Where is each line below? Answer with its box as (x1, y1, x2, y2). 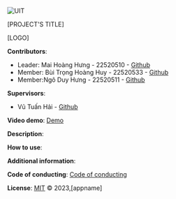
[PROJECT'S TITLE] (7, 20, 64, 28)
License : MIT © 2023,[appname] (7, 184, 103, 192)
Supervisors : (7, 89, 46, 97)
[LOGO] (7, 34, 29, 42)
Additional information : (7, 157, 76, 165)
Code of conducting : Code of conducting (7, 170, 127, 178)
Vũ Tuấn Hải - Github (17, 103, 78, 111)
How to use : (7, 143, 43, 152)
